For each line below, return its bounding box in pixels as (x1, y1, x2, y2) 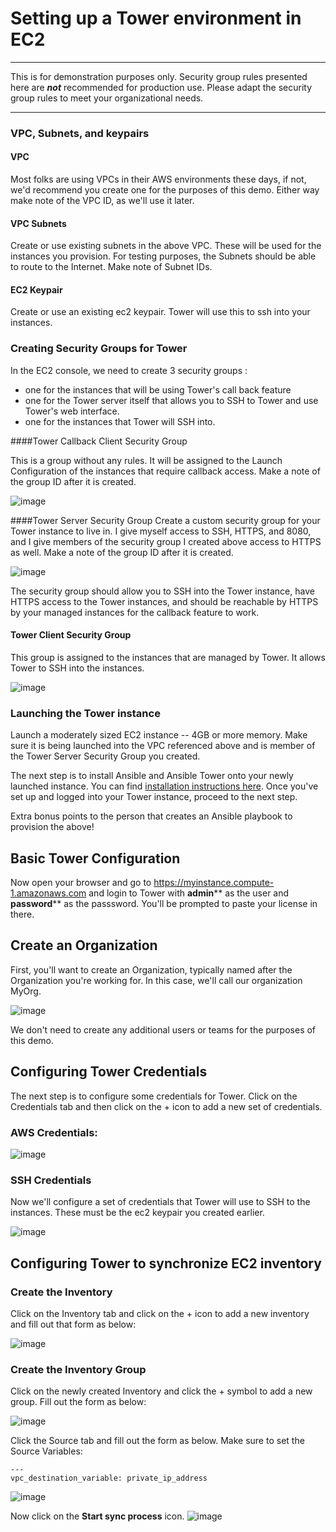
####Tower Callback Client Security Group (10, 435, 188, 447)
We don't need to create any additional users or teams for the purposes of (10, 1023, 317, 1036)
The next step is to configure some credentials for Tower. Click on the (10, 1090, 298, 1102)
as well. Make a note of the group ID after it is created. (10, 546, 234, 558)
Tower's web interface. (24, 405, 120, 417)
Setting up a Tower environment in (10, 7, 302, 30)
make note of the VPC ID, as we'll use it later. (10, 195, 195, 207)
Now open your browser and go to (10, 877, 152, 889)
